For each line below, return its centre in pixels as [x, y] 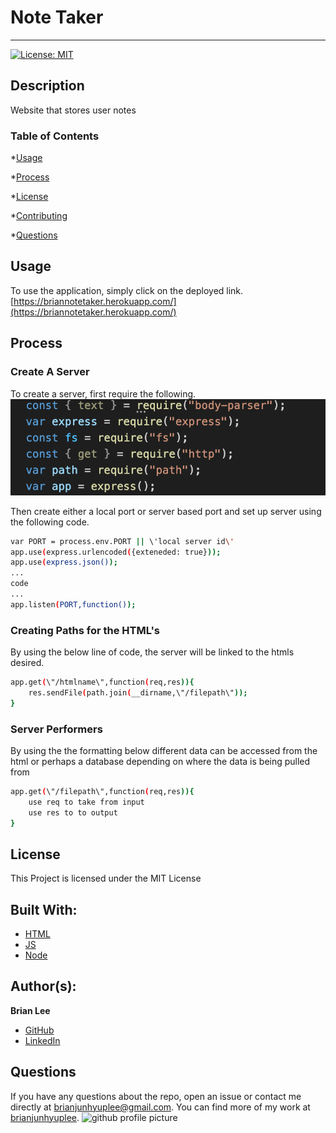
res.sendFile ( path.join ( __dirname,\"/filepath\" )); [138, 692]
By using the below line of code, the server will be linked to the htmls [152, 652]
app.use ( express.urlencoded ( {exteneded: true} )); [116, 552]
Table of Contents [55, 136]
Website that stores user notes [73, 110]
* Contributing [39, 216]
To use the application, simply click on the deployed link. [127, 290]
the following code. [50, 522]
